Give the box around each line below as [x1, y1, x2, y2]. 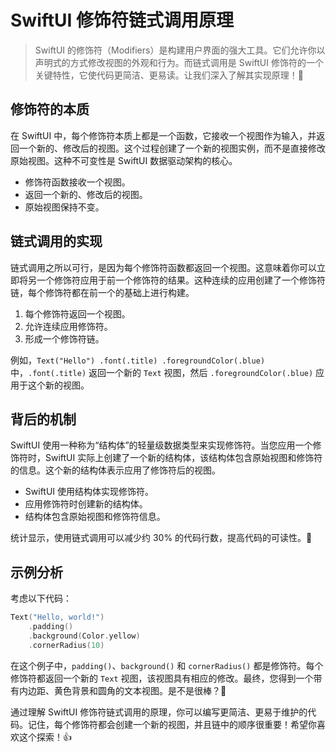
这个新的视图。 [27, 379, 90, 391]
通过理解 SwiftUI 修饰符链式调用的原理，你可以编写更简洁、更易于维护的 [10, 706, 308, 718]
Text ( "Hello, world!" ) [10, 612, 105, 623]
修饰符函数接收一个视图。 [24, 176, 131, 188]
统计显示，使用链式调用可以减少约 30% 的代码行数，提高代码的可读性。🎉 [10, 532, 313, 544]
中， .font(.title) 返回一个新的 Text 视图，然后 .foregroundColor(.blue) [10, 366, 314, 378]
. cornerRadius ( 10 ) [28, 640, 105, 650]
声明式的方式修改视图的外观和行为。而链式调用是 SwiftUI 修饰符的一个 [34, 56, 324, 68]
